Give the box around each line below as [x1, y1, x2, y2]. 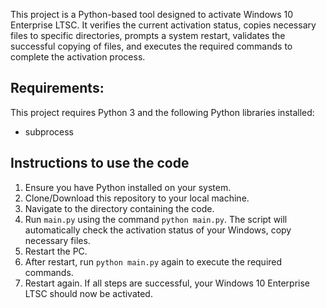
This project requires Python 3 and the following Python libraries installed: [10, 106, 315, 118]
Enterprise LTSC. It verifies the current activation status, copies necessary [10, 19, 317, 31]
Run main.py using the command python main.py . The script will [24, 213, 288, 225]
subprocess [24, 125, 74, 138]
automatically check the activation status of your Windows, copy [24, 224, 292, 236]
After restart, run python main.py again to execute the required [24, 255, 283, 268]
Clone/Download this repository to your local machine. [24, 192, 250, 204]
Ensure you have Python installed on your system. [24, 181, 232, 193]
